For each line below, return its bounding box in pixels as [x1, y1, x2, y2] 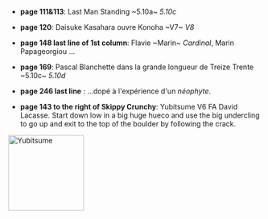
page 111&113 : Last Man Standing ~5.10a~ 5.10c [19, 7, 177, 16]
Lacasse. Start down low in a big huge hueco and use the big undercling [19, 110, 260, 120]
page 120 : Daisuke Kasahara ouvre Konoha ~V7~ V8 [19, 23, 195, 31]
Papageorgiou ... [19, 47, 76, 56]
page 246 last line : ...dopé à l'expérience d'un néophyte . [19, 86, 212, 96]
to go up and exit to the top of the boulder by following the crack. [19, 119, 237, 128]
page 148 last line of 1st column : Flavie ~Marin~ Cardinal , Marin [19, 38, 235, 48]
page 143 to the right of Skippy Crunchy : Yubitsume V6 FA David [19, 102, 238, 111]
